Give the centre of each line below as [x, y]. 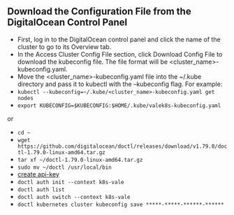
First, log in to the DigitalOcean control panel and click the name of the [119, 39]
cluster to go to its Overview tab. [64, 47]
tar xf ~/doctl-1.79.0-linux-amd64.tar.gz [80, 160]
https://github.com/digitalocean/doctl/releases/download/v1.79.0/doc [122, 146]
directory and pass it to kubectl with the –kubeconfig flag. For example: [120, 84]
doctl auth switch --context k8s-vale [74, 197]
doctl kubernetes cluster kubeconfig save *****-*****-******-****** [121, 204]
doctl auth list [41, 189]
